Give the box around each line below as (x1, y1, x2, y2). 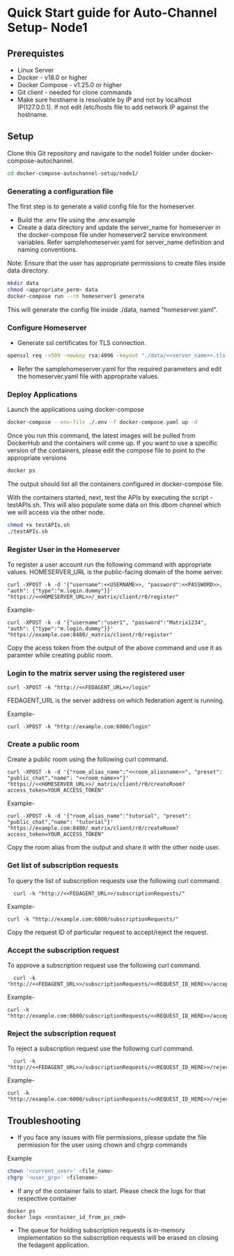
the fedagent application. (17, 1241, 90, 1249)
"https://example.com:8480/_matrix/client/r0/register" (7, 631, 173, 638)
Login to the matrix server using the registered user (7, 668, 185, 677)
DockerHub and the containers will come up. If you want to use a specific (7, 438, 218, 447)
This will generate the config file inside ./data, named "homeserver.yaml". (7, 305, 218, 314)
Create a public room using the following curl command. (7, 755, 169, 764)
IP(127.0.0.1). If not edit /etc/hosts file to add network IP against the (17, 103, 209, 111)
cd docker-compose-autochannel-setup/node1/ (7, 169, 139, 177)
